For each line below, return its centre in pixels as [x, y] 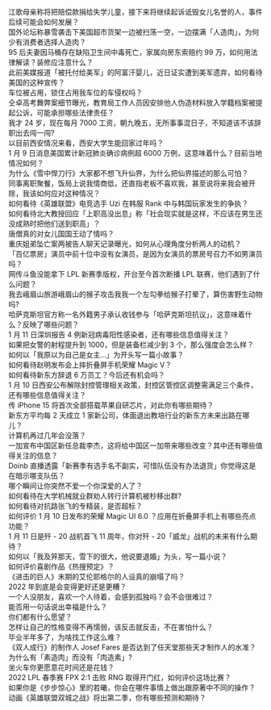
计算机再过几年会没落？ [47, 435]
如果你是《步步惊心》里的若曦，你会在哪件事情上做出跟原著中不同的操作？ [132, 687]
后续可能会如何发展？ [44, 22]
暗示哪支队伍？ [40, 476]
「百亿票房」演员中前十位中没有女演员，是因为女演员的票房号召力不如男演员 [135, 254]
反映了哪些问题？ [50, 324]
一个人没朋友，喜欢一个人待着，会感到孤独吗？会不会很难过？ [111, 597]
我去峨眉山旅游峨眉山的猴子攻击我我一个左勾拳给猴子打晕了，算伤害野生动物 [135, 294]
